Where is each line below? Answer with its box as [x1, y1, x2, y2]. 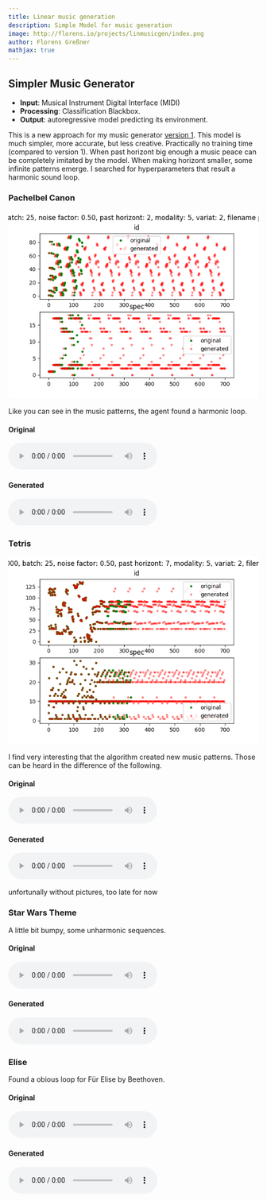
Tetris [8, 537, 32, 548]
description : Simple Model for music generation [8, 21, 172, 29]
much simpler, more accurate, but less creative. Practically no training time [8, 138, 253, 148]
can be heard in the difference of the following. [8, 760, 162, 770]
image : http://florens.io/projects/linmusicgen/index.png [8, 29, 204, 37]
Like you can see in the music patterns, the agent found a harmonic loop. [8, 406, 248, 416]
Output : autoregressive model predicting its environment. [19, 114, 208, 124]
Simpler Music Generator [8, 76, 135, 91]
